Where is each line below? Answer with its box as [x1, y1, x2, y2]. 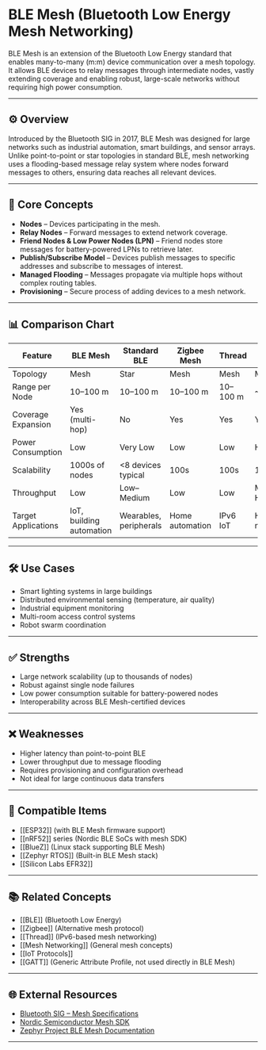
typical [119, 469, 145, 481]
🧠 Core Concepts [8, 198, 93, 212]
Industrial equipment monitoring [19, 604, 124, 613]
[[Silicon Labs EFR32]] [19, 859, 93, 868]
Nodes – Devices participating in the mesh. [19, 219, 161, 228]
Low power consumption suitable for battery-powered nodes [19, 688, 218, 698]
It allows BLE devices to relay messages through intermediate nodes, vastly [8, 65, 255, 75]
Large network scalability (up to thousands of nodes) [19, 672, 193, 681]
